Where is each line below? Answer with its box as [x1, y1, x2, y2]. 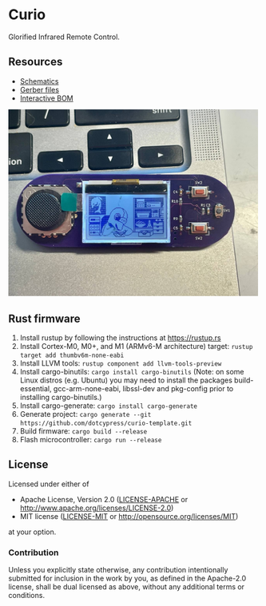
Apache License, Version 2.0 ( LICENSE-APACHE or [19, 494, 189, 504]
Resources [8, 55, 63, 69]
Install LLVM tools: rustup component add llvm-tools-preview [19, 358, 222, 368]
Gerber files [19, 85, 60, 94]
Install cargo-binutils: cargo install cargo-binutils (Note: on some [19, 367, 244, 377]
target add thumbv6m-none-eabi [19, 351, 125, 360]
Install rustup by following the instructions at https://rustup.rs [19, 333, 221, 343]
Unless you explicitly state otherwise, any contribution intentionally [8, 565, 228, 575]
